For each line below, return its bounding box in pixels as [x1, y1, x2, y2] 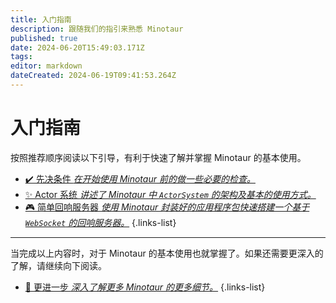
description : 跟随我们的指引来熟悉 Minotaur [10, 24, 184, 34]
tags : [10, 52, 33, 62]
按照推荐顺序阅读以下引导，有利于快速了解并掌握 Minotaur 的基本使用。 [10, 151, 307, 163]
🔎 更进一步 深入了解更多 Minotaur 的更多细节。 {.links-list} [24, 281, 266, 293]
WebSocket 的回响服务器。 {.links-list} [24, 216, 177, 228]
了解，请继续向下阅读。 [10, 259, 107, 271]
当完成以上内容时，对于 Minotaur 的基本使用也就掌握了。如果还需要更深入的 [10, 247, 324, 259]
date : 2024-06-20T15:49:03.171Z [10, 42, 145, 53]
